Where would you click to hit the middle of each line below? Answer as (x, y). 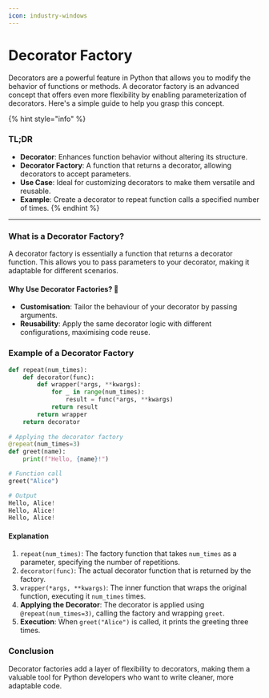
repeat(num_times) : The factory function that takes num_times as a (128, 554)
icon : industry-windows (48, 16)
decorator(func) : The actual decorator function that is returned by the (135, 571)
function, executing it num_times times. (83, 596)
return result (74, 407)
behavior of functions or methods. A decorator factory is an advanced (124, 86)
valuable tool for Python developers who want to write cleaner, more (121, 677)
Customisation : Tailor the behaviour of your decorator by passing (128, 307)
